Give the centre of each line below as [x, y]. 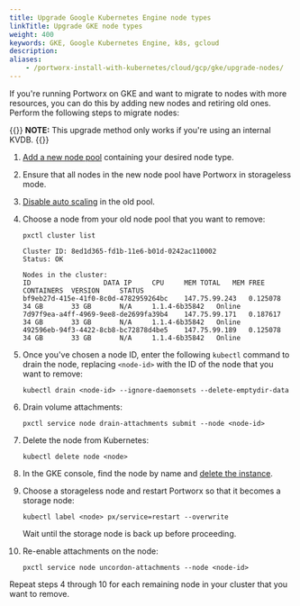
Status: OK [43, 259]
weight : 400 [32, 34]
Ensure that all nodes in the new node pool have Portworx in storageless [156, 174]
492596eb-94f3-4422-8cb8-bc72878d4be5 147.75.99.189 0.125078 [151, 330]
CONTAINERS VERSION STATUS [83, 290]
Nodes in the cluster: [65, 275]
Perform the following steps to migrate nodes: [95, 113]
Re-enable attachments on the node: [91, 551]
